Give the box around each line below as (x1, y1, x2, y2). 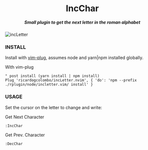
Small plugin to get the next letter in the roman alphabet (24, 19, 141, 25)
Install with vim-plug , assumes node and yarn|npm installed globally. (5, 55, 144, 61)
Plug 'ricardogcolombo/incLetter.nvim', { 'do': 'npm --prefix (5, 78, 137, 83)
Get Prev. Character (5, 132, 45, 138)
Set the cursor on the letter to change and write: (5, 104, 102, 110)
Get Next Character (5, 114, 45, 120)
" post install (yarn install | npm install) (5, 74, 99, 78)
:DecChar (5, 141, 23, 146)
